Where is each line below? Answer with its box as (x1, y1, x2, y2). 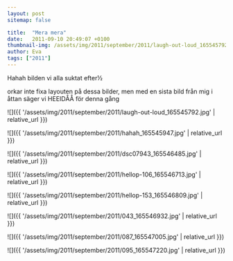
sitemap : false (7, 17, 51, 24)
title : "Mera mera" (7, 29, 67, 36)
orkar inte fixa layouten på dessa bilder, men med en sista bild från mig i (7, 87, 213, 96)
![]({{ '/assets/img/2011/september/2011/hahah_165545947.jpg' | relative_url (7, 129, 223, 137)
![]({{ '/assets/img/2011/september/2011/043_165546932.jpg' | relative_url (7, 212, 217, 220)
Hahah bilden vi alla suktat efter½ (7, 73, 103, 82)
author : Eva (7, 48, 42, 55)
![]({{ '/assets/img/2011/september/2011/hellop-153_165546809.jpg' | (7, 191, 203, 199)
